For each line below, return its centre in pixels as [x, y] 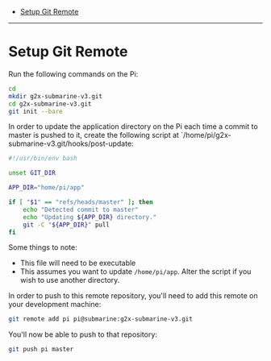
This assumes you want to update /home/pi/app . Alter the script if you [135, 272]
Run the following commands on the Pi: [73, 74]
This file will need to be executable [78, 263]
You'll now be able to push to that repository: [83, 334]
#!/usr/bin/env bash [43, 159]
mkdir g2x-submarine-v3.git [56, 96]
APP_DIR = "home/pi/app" [46, 188]
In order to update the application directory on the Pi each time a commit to [133, 127]
